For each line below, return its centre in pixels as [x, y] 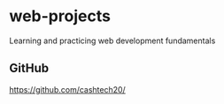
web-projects [60, 16]
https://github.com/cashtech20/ [67, 89]
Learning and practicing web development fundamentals [112, 41]
